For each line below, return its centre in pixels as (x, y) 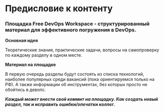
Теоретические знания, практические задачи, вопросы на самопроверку (82, 50)
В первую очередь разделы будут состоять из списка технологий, (75, 74)
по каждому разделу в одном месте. (44, 55)
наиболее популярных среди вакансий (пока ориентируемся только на (80, 79)
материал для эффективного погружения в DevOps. (71, 30)
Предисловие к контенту (59, 9)
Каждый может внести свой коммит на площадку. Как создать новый (82, 99)
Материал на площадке (31, 65)
